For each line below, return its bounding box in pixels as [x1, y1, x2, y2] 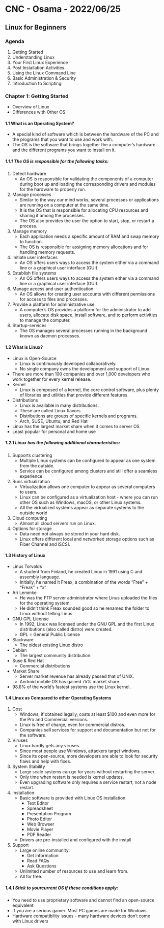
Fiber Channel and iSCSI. [19, 541, 70, 547]
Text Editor [27, 800, 49, 806]
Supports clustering [12, 452, 53, 458]
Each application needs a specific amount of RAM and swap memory [19, 233, 160, 239]
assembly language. [19, 574, 60, 580]
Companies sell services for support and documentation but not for [19, 727, 156, 732]
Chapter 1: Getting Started [5, 93, 69, 99]
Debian [12, 647, 27, 653]
